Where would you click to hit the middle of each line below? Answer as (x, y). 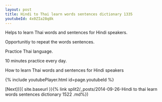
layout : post (18, 10)
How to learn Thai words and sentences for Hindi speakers (65, 70)
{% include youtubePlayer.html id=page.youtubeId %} (60, 80)
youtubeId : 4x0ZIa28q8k (29, 19)
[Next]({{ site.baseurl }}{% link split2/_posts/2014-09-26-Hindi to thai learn (81, 89)
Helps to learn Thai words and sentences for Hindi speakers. (66, 33)
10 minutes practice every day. (36, 61)
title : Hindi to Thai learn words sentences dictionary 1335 (69, 14)
